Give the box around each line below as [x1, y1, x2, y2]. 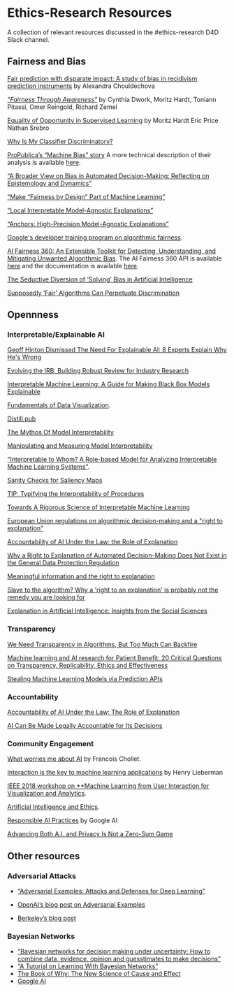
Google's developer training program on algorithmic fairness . [7, 233, 183, 242]
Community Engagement [7, 738, 94, 748]
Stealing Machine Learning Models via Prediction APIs [7, 674, 163, 683]
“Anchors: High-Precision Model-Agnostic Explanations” [7, 219, 169, 228]
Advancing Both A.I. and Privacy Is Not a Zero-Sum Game [7, 830, 173, 838]
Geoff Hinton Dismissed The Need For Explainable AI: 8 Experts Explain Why [7, 346, 227, 354]
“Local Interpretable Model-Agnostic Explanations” [7, 206, 154, 214]
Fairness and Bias [7, 56, 86, 68]
